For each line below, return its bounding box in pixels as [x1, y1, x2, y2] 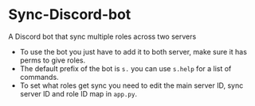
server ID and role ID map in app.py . [19, 89, 138, 98]
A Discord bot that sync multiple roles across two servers [8, 32, 197, 41]
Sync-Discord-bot [8, 6, 131, 24]
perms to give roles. [19, 55, 86, 65]
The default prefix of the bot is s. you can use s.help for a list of [19, 63, 232, 73]
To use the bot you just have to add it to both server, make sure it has [19, 47, 247, 56]
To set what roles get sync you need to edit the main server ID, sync [19, 81, 244, 90]
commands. [19, 72, 59, 81]
